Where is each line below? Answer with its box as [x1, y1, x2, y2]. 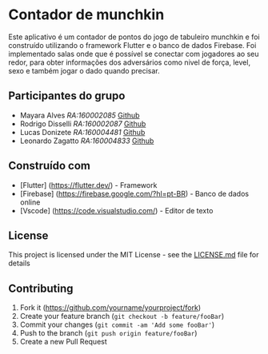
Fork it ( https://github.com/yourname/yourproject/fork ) [19, 303, 202, 312]
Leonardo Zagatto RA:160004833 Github [19, 136, 154, 145]
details [8, 258, 30, 268]
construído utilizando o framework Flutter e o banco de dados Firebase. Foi [8, 40, 257, 50]
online [19, 197, 41, 207]
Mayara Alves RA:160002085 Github [19, 110, 140, 120]
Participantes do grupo [8, 89, 126, 103]
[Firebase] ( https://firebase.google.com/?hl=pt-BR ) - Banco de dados [19, 189, 250, 198]
